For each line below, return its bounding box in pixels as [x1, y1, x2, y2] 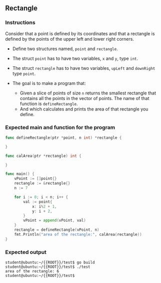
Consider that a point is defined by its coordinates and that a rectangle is [5, 30, 155, 37]
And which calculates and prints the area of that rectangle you [19, 106, 148, 112]
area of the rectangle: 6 [5, 269, 59, 274]
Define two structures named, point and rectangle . [12, 45, 118, 52]
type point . [12, 70, 36, 76]
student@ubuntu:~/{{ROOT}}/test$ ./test [5, 264, 91, 269]
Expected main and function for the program [5, 124, 115, 131]
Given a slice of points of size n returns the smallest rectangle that [19, 90, 156, 96]
